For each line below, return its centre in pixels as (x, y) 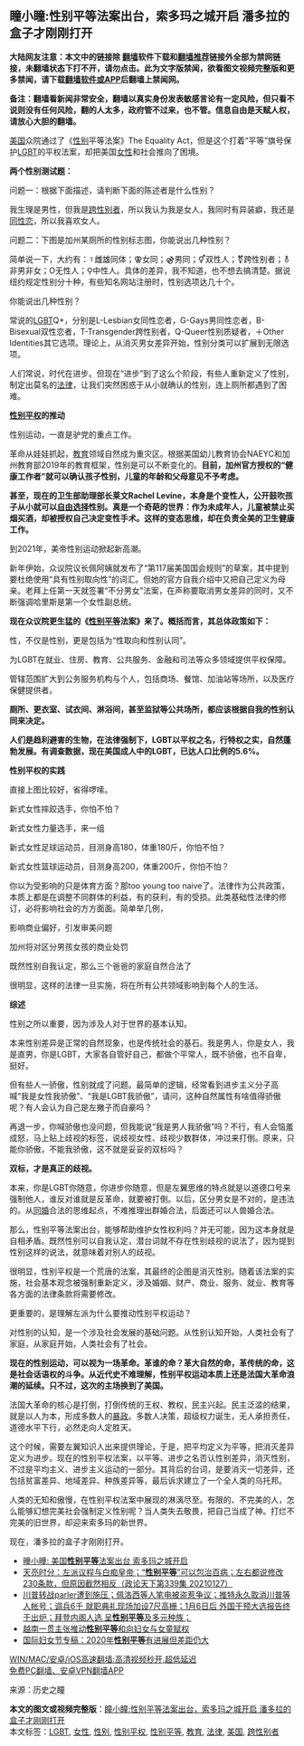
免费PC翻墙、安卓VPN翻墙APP (66, 1670)
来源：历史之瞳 (37, 1689)
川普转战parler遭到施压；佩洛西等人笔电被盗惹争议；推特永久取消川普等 (157, 1594)
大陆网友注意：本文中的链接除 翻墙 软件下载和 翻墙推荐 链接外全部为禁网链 (145, 56)
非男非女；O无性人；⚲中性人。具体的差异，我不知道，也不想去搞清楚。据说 (150, 270)
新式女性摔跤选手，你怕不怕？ (65, 809)
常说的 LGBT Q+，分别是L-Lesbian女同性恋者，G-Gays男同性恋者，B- (137, 320)
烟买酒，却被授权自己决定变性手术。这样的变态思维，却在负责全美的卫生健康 (152, 517)
